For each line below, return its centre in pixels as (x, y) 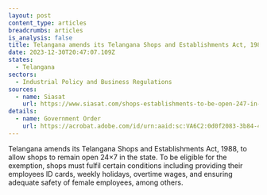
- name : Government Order (58, 119)
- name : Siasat (41, 97)
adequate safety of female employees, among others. (96, 182)
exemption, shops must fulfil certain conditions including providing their (126, 165)
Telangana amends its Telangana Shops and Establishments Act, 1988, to (128, 148)
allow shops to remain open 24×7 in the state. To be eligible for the (118, 157)
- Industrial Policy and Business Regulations (94, 82)
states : (21, 60)
